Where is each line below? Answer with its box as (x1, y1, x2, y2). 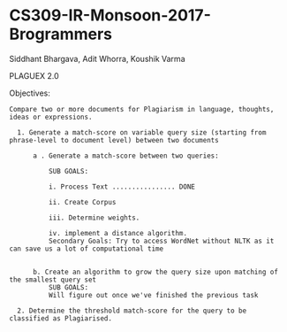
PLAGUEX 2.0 (9, 70, 59, 81)
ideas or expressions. (9, 112, 93, 121)
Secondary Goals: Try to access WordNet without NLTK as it (48, 236, 275, 245)
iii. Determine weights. (48, 213, 140, 222)
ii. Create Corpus (48, 197, 117, 206)
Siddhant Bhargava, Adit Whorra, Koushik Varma (9, 53, 185, 64)
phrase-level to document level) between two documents (9, 135, 219, 144)
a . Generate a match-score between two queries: (32, 151, 219, 160)
